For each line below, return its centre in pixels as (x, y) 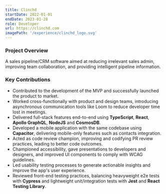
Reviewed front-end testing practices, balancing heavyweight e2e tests (86, 175)
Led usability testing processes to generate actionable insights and (81, 165)
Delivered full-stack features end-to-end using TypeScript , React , (81, 117)
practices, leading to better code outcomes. (57, 143)
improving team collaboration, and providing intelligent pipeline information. (83, 67)
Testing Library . (29, 186)
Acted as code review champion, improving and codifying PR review (83, 138)
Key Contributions (28, 79)
